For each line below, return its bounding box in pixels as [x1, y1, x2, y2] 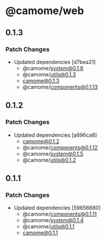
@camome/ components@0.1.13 [22, 83, 98, 90]
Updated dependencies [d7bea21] [13, 58, 96, 65]
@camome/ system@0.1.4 [22, 217, 84, 224]
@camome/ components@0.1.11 [22, 210, 97, 218]
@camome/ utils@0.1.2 [22, 156, 76, 163]
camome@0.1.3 [22, 77, 59, 84]
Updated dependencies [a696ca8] [13, 131, 97, 139]
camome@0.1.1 [22, 229, 58, 236]
